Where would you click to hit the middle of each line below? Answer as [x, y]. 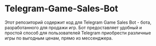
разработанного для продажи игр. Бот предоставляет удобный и [73, 27]
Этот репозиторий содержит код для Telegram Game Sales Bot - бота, [78, 22]
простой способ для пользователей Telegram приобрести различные [78, 33]
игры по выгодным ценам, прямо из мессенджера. [59, 38]
